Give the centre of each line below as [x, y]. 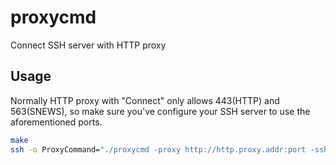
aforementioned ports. [56, 122]
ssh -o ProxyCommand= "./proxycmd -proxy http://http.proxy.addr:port [158, 149]
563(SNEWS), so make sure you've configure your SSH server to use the [160, 111]
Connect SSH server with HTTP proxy [88, 45]
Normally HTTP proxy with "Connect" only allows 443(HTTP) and [145, 100]
